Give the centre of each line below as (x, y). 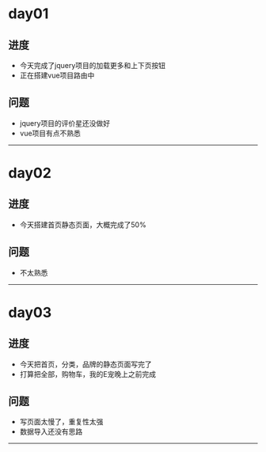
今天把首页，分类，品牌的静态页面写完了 (85, 364)
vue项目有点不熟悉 (50, 133)
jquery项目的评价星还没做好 (65, 123)
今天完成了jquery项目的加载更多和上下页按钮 (93, 65)
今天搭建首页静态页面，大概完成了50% (83, 224)
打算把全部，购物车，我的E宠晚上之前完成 (88, 374)
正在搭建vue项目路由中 (57, 75)
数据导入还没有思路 (51, 431)
